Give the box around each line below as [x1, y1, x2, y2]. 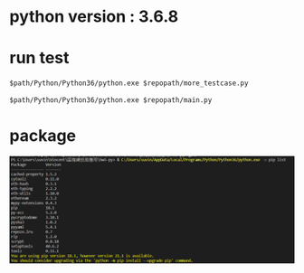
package [9, 126, 77, 146]
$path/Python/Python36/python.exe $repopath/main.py [9, 96, 213, 105]
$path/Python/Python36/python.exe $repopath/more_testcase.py [9, 79, 249, 88]
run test [9, 48, 70, 69]
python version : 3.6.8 [9, 6, 179, 27]
